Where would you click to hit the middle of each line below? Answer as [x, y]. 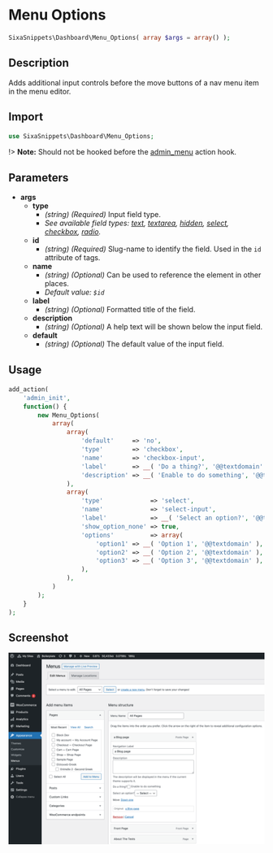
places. [56, 284]
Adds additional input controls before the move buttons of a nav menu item [134, 82]
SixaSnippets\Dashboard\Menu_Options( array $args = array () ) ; [119, 37]
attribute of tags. [72, 258]
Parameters [39, 178]
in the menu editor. [40, 91]
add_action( [28, 389]
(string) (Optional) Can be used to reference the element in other [153, 275]
